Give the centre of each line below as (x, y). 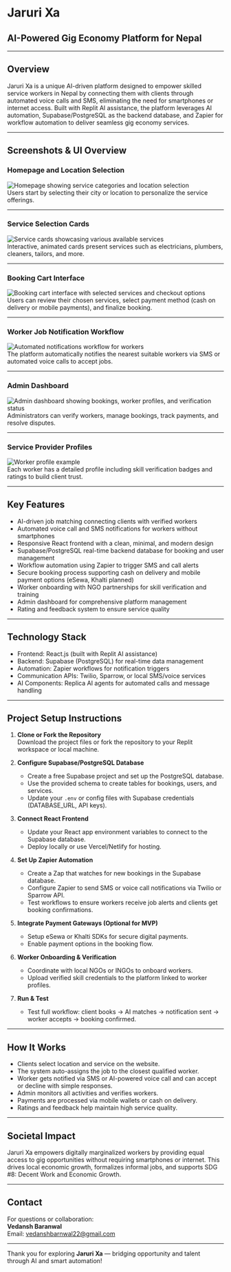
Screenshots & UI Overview (67, 150)
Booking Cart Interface (46, 278)
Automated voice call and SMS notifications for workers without (107, 529)
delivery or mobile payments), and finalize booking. (80, 308)
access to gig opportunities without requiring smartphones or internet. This (113, 1160)
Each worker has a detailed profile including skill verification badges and (110, 469)
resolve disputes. (32, 423)
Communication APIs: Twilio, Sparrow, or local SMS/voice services (111, 675)
